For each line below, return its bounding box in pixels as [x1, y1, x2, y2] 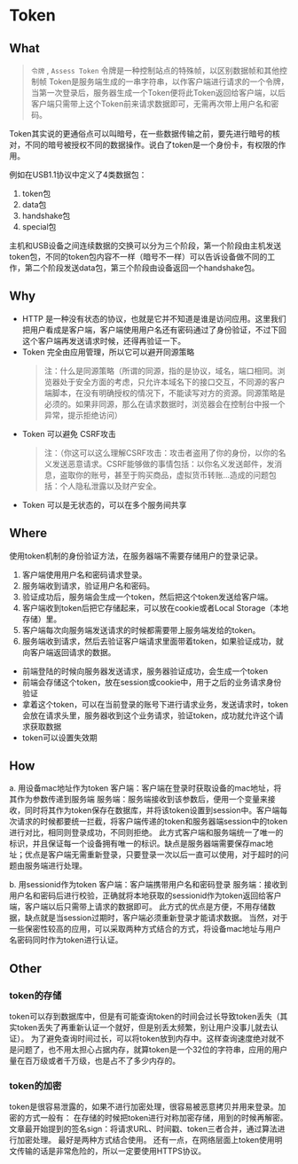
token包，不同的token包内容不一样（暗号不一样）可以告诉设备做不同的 [9, 252, 268, 262]
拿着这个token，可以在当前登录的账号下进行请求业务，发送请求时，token [21, 699, 289, 709]
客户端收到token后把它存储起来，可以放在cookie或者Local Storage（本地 [21, 602, 289, 613]
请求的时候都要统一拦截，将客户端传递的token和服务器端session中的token [16, 816, 288, 827]
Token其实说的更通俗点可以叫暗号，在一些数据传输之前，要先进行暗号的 [9, 129, 273, 138]
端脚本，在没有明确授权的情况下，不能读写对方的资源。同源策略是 [43, 387, 286, 398]
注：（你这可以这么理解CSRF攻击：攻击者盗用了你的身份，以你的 [43, 447, 279, 457]
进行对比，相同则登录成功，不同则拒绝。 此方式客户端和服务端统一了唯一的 [9, 827, 284, 838]
